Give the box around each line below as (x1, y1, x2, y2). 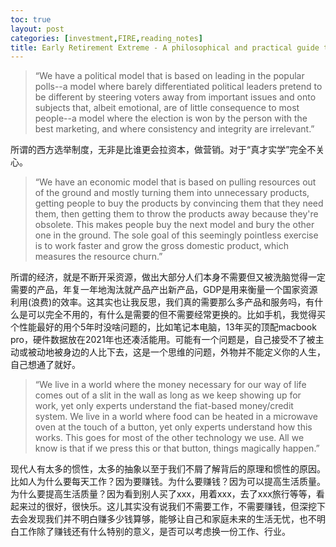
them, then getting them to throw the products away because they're (34, 208, 319, 220)
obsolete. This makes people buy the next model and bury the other (34, 219, 315, 231)
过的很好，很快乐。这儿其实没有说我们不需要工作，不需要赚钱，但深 (27, 501, 308, 513)
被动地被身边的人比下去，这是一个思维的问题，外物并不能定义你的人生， (27, 346, 326, 358)
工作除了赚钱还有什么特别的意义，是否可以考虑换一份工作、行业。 (18, 526, 291, 538)
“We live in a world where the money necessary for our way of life (34, 379, 307, 391)
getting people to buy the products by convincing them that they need (34, 197, 324, 210)
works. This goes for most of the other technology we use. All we (34, 432, 305, 444)
